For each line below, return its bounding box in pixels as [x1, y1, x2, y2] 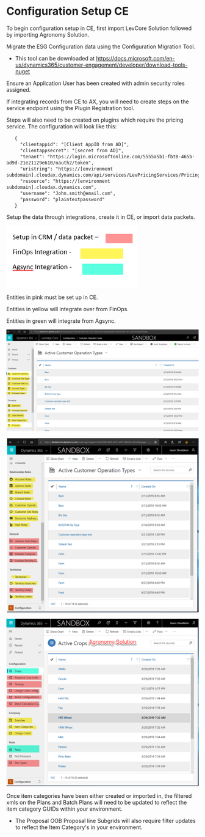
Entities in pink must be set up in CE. [6, 293, 98, 301]
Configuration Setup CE [6, 4, 129, 18]
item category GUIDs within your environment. [6, 805, 123, 813]
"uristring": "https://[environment [20, 166, 113, 172]
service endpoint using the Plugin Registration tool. [6, 104, 135, 111]
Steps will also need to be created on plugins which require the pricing [6, 116, 184, 124]
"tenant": [20, 153, 45, 160]
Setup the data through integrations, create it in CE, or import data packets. [6, 213, 195, 221]
